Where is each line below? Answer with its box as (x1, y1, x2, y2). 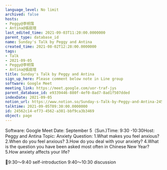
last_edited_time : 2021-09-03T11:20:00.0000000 (5, 30, 106, 35)
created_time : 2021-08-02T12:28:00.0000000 (5, 44, 97, 49)
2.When (5, 138, 21, 144)
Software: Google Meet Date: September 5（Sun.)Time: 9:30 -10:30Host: (5, 127, 155, 133)
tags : (5, 49, 16, 54)
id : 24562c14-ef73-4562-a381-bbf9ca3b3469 (5, 109, 94, 114)
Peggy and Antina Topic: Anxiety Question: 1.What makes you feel (5, 133, 140, 139)
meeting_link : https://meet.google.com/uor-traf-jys (5, 85, 117, 91)
